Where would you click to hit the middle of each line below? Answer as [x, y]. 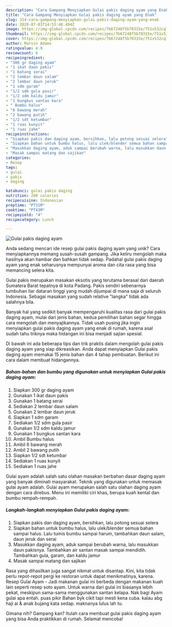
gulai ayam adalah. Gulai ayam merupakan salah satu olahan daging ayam [83, 487]
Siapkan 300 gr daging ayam [44, 390]
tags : [11, 167]
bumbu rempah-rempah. [32, 498]
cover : [13, 39]
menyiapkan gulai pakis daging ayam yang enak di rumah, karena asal [79, 328]
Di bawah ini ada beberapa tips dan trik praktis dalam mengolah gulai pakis [85, 343]
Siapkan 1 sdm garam [35, 417]
